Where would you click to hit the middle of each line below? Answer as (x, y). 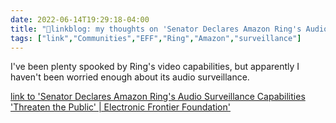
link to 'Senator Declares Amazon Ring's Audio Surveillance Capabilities (158, 97)
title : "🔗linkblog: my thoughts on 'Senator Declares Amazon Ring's (156, 29)
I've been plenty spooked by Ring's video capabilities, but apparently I (155, 67)
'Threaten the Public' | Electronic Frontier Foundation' (120, 107)
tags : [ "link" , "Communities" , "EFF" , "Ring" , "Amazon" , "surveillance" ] (156, 38)
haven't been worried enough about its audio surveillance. (130, 77)
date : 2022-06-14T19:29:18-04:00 (80, 19)
